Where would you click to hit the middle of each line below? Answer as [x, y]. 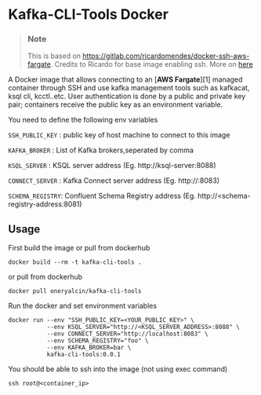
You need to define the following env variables [83, 120]
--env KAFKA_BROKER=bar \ [89, 348]
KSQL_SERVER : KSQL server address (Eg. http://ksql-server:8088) [112, 166]
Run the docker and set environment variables [83, 306]
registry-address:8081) [45, 204]
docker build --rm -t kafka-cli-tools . [75, 262]
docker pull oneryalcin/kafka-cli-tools [75, 291]
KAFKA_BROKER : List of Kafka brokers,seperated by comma [101, 150]
